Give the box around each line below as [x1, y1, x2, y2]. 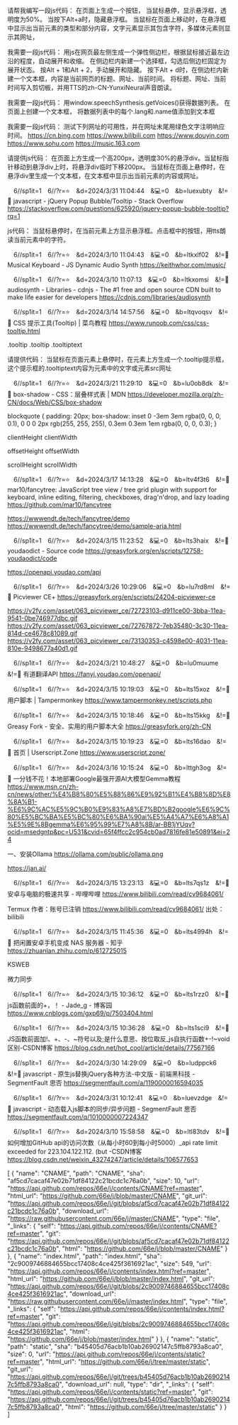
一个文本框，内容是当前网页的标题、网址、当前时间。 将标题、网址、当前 [13, 74, 227, 83]
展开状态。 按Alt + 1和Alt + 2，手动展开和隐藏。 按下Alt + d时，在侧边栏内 [7, 66, 223, 74]
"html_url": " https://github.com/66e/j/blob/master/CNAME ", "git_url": [7, 1192, 208, 1200]
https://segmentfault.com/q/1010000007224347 [7, 1113, 149, 1121]
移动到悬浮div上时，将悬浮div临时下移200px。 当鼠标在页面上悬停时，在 [13, 162, 225, 171]
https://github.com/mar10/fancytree [7, 501, 112, 509]
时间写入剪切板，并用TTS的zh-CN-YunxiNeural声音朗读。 [7, 84, 176, 92]
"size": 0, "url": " [7, 1350, 56, 1358]
